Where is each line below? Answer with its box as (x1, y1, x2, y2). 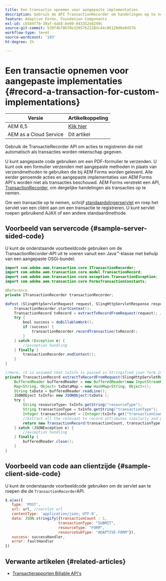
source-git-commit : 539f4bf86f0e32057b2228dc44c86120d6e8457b (5, 26, 136, 31)
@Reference (5, 288, 28, 293)
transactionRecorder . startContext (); (14, 306, 92, 311)
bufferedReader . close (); (23, 439, 74, 444)
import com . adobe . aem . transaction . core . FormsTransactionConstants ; (5, 279, 147, 284)
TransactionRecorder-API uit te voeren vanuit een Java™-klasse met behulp (5, 250, 158, 256)
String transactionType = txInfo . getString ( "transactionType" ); (23, 407, 158, 412)
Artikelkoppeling (68, 114, 109, 121)
